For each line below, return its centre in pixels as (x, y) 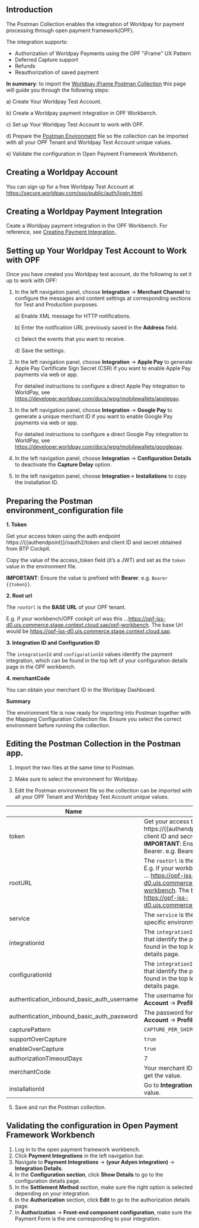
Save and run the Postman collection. (60, 1107)
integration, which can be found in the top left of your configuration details (97, 661)
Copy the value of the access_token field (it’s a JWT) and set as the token (96, 560)
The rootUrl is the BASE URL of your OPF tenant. (66, 607)
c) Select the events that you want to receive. (70, 339)
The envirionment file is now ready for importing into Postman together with (99, 713)
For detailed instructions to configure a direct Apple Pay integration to (100, 386)
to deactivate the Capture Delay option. (63, 465)
